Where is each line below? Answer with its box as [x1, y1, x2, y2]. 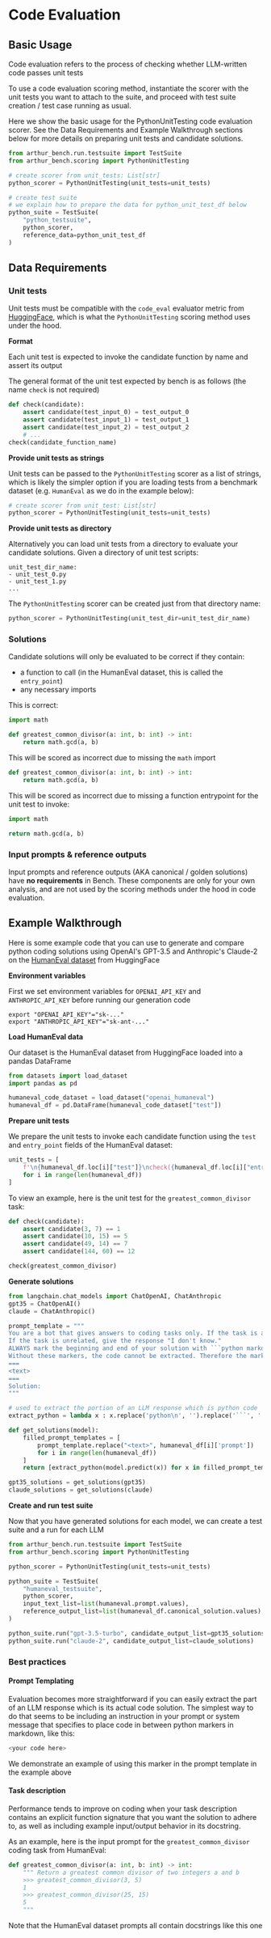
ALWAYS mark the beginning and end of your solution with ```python [8, 1344, 244, 1352]
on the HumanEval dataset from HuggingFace [8, 954, 160, 964]
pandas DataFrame [8, 1056, 72, 1065]
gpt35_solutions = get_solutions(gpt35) [8, 1479, 147, 1487]
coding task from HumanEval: [8, 1845, 107, 1855]
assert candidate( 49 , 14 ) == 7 [23, 1240, 128, 1248]
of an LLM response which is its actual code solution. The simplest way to [8, 1703, 254, 1712]
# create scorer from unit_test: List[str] [8, 501, 157, 510]
